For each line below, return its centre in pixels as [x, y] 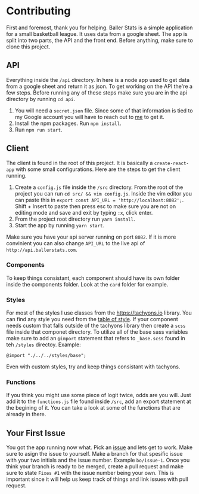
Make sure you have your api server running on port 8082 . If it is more [91, 237]
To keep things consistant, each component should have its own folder [93, 278]
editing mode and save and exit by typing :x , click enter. [84, 212]
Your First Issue [36, 433]
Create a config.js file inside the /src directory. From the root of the [99, 187]
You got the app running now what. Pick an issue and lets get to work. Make [99, 447]
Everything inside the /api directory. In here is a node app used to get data [98, 80]
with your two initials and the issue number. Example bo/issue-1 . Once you [98, 460]
